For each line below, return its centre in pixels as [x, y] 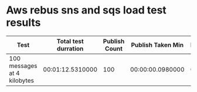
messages [23, 66]
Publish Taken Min [157, 45]
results [23, 23]
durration [70, 49]
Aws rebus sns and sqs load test [86, 10]
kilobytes [21, 80]
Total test [70, 41]
